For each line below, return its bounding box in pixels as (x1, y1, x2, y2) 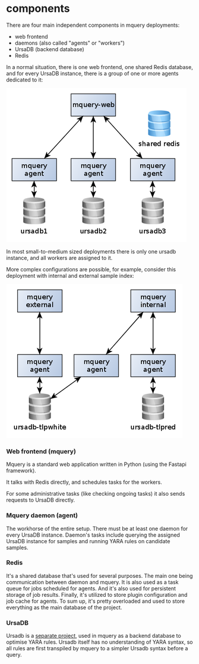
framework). (6, 467, 37, 474)
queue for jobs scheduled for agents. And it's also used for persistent (6, 585, 176, 592)
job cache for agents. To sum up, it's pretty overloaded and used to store (6, 597, 185, 605)
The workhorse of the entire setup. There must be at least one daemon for (6, 525, 188, 532)
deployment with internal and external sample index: (6, 272, 135, 279)
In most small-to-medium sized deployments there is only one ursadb (6, 248, 176, 255)
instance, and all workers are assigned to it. (6, 254, 113, 261)
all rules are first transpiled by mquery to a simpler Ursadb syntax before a (6, 645, 188, 652)
